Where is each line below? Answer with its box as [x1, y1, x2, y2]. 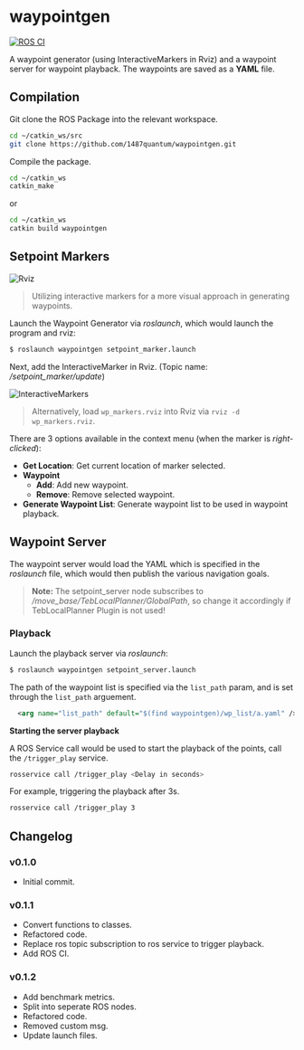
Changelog [9, 828, 73, 844]
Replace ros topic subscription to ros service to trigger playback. [22, 939, 265, 950]
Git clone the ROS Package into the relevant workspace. [9, 113, 219, 124]
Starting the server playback [9, 725, 119, 736]
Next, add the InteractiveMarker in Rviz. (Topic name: [9, 361, 208, 372]
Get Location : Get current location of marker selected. [22, 459, 226, 471]
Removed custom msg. [22, 1020, 109, 1031]
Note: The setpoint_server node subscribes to [31, 585, 204, 596]
